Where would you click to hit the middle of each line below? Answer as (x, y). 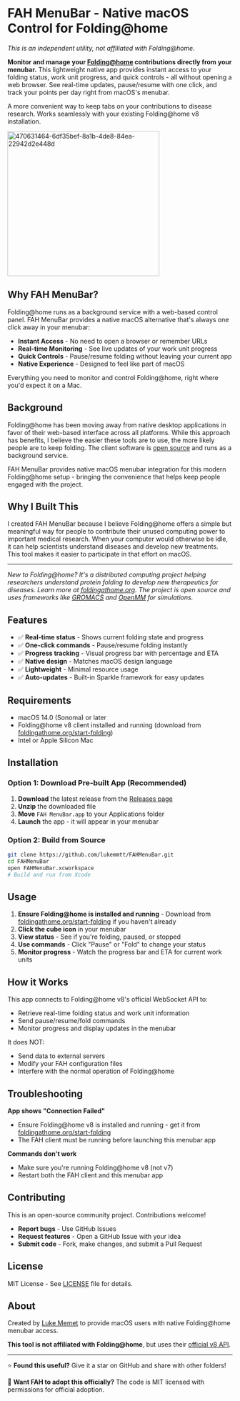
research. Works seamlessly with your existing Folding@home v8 (103, 114)
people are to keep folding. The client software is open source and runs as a (120, 447)
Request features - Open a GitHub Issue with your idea (99, 1236)
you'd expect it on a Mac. (45, 385)
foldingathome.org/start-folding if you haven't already (97, 922)
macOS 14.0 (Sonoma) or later (62, 717)
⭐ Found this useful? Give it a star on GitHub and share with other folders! (117, 1365)
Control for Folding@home (88, 28)
